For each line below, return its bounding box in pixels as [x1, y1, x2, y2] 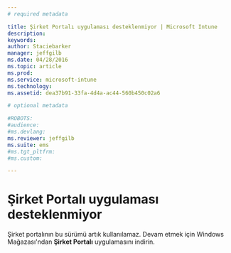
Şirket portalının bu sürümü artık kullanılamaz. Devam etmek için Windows [7, 230, 224, 239]
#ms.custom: [7, 154, 43, 162]
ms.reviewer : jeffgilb [7, 134, 75, 142]
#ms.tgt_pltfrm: [7, 148, 55, 155]
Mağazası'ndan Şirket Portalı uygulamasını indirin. [7, 237, 155, 246]
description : [7, 30, 46, 37]
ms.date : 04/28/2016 [7, 56, 69, 64]
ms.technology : [7, 82, 53, 90]
